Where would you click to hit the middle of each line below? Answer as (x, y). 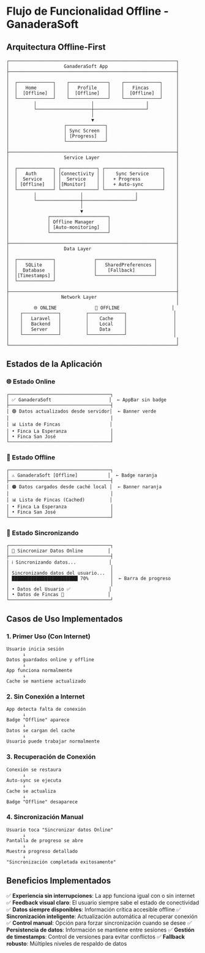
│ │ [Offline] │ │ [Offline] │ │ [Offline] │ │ (93, 93)
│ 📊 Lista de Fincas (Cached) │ (59, 500)
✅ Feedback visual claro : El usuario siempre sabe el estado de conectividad (103, 902)
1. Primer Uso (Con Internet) (48, 636)
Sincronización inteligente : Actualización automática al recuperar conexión (102, 916)
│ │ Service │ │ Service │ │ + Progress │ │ (93, 179)
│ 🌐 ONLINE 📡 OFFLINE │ (91, 308)
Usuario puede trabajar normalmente (53, 741)
